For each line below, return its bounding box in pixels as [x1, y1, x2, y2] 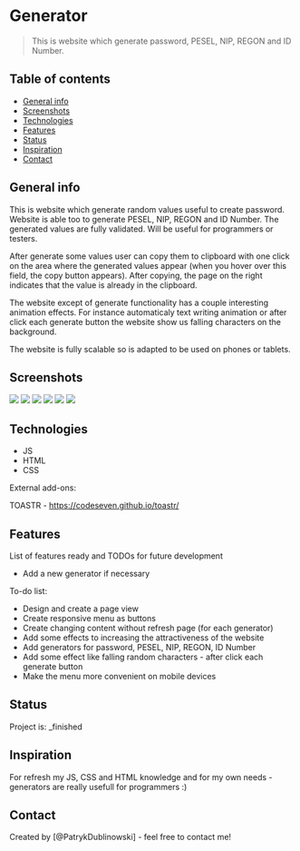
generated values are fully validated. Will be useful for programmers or [9, 223, 274, 234]
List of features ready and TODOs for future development [9, 550, 224, 561]
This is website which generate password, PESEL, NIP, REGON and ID [31, 35, 292, 46]
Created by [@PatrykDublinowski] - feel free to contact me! [9, 832, 232, 843]
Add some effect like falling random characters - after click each [22, 651, 264, 662]
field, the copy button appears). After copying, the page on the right [9, 270, 263, 281]
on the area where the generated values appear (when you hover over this [9, 260, 287, 271]
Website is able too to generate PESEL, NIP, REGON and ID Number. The [9, 213, 279, 224]
